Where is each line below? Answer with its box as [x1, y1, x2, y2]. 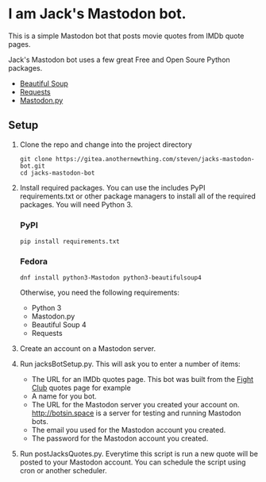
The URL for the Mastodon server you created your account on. [31, 400, 240, 410]
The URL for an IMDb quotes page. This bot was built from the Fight [31, 375, 254, 384]
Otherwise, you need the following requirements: [19, 287, 180, 298]
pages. [8, 39, 31, 48]
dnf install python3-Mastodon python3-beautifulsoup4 [19, 274, 202, 282]
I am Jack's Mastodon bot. [8, 5, 187, 23]
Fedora [19, 256, 48, 267]
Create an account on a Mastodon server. [19, 344, 156, 353]
